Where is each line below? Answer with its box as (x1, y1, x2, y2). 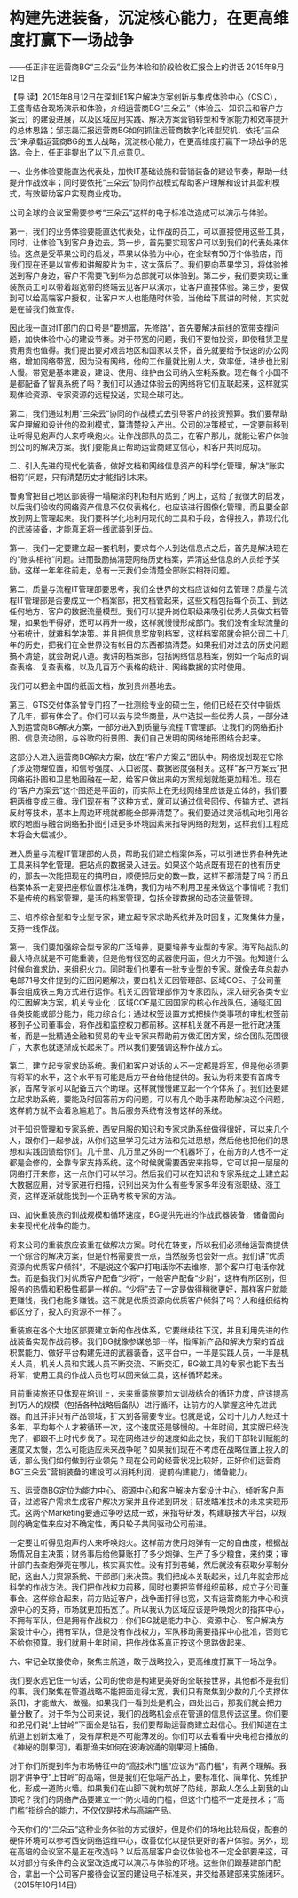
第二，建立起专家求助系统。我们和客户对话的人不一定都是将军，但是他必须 (9, 1060, 281, 1071)
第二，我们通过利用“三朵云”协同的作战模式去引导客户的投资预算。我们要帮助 (9, 408, 288, 419)
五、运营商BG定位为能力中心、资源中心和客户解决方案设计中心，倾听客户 (9, 1485, 277, 1495)
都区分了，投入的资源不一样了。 (9, 1306, 126, 1317)
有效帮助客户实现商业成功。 (24, 188, 126, 198)
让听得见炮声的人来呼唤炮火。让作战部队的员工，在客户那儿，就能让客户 (9, 430, 273, 441)
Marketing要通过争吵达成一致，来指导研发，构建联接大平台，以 (47, 1507, 279, 1518)
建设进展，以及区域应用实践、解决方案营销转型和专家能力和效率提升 (39, 113, 289, 124)
